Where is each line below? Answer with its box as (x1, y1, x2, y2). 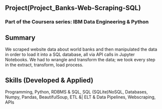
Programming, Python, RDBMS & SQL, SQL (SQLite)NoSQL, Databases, (5, 89, 148, 94)
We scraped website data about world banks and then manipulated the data (5, 46, 158, 53)
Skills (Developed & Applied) (5, 76, 94, 84)
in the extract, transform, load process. (5, 62, 84, 68)
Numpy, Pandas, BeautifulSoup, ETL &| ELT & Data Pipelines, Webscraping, (5, 94, 156, 100)
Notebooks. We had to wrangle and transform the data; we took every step (5, 57, 156, 63)
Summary (5, 34, 36, 42)
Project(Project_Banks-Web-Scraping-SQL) (5, 4, 141, 12)
